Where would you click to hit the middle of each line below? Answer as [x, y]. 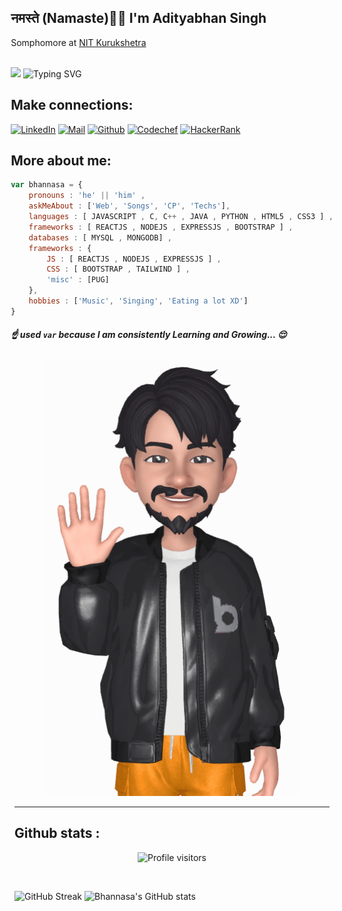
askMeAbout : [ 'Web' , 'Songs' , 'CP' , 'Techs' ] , [129, 206]
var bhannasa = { [46, 185]
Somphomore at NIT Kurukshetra [78, 42]
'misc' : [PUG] [78, 280]
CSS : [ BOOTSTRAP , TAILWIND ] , [118, 269]
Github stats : [57, 833]
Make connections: [72, 105]
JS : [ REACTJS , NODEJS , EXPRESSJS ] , [134, 259]
